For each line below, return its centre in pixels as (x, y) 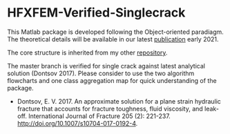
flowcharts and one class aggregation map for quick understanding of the (112, 80)
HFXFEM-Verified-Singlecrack (96, 13)
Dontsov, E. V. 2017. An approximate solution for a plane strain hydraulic (119, 101)
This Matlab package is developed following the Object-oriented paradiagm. (116, 32)
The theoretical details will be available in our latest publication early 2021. (113, 39)
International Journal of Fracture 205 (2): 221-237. (99, 116)
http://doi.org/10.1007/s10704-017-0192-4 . (77, 123)
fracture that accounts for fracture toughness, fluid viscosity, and (110, 108)
